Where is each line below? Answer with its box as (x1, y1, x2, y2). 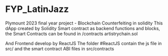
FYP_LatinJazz (5, 3, 69, 15)
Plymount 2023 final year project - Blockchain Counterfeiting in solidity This (5, 20, 163, 26)
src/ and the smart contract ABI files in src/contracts (5, 45, 115, 51)
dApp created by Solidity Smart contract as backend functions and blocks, (5, 25, 160, 31)
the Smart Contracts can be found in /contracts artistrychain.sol (5, 30, 138, 36)
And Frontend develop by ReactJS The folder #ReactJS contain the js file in (5, 40, 162, 46)
